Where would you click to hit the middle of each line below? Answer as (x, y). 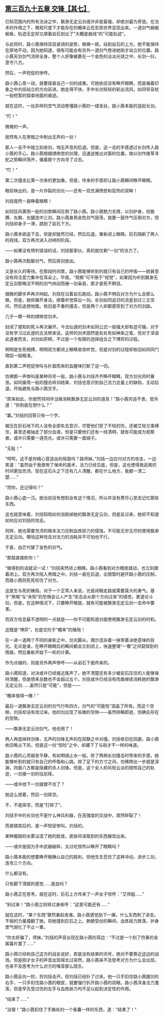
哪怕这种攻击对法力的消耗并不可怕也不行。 (69, 537)
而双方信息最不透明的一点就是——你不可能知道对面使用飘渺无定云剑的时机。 (82, 619)
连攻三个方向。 (20, 863)
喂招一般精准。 (20, 355)
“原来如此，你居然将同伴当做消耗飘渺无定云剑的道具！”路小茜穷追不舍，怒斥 (82, 399)
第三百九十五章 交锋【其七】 (48, 9)
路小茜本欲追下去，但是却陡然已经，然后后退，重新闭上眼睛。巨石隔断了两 (80, 234)
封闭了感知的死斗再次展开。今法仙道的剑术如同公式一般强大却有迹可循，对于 (82, 327)
